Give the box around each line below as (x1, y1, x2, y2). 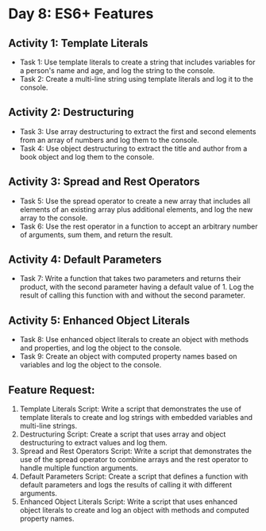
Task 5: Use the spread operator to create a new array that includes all (19, 196, 251, 206)
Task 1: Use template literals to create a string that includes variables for (19, 57, 256, 67)
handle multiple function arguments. (19, 464, 139, 473)
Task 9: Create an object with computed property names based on (19, 352, 237, 361)
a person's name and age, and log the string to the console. (19, 66, 216, 75)
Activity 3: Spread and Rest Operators (8, 175, 200, 189)
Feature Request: (8, 383, 95, 397)
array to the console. (19, 213, 88, 222)
